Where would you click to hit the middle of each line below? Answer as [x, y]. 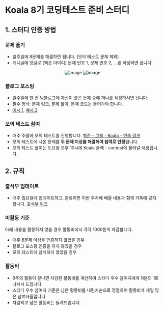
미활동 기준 [17, 218]
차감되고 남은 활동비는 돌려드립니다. [46, 302]
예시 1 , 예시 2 [25, 110]
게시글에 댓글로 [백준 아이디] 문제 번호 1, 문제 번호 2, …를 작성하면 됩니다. [82, 62]
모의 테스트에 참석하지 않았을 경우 [44, 252]
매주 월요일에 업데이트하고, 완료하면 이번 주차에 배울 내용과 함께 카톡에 [80, 198]
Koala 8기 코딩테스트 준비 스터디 [67, 10]
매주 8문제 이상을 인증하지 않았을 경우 [48, 240]
